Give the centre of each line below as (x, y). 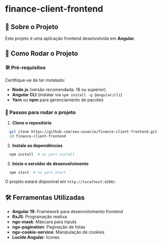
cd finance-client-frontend (38, 136)
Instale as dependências (37, 145)
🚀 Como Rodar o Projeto (42, 54)
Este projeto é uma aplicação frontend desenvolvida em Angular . (70, 38)
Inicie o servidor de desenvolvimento (50, 164)
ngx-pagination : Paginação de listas (49, 227)
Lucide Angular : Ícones (36, 237)
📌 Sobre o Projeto (32, 27)
